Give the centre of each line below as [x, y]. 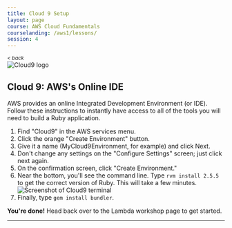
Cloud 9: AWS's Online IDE [66, 87]
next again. [33, 160]
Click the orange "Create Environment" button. [84, 138]
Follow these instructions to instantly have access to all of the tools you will [114, 111]
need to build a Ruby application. [54, 117]
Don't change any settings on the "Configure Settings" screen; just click [119, 153]
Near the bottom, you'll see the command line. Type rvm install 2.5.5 [118, 175]
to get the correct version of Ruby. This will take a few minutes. [107, 182]
